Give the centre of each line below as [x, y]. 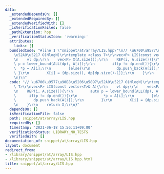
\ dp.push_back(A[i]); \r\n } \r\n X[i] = [78, 100]
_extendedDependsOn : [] [33, 14]
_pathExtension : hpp [30, 32]
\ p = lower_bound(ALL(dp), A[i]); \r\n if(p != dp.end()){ [83, 64]
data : [10, 10]
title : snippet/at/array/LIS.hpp [39, 164]
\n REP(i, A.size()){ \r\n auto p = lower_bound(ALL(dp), [84, 91]
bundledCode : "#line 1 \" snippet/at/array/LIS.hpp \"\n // [69, 50]
